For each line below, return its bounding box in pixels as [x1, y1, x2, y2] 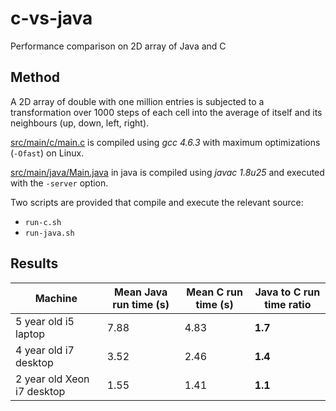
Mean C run [186, 285, 244, 299]
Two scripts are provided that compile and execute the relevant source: [10, 196, 304, 208]
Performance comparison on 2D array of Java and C [10, 40, 227, 52]
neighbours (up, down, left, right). [10, 117, 150, 129]
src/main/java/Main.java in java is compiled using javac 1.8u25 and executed [10, 166, 325, 178]
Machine [34, 291, 78, 305]
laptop [15, 327, 46, 341]
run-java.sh [24, 228, 75, 238]
